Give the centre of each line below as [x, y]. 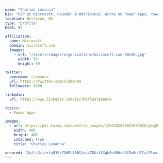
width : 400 [25, 130]
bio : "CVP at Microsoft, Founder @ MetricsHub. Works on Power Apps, [77, 14]
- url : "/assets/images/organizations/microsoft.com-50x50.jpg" [80, 54]
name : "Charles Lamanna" [30, 9]
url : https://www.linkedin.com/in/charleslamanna [60, 99]
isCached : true [29, 139]
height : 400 [26, 135]
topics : [13, 108]
